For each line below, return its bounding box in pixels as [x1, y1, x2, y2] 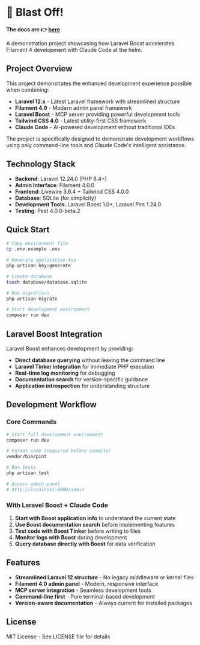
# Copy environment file [6, 241, 68, 247]
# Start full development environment [6, 431, 103, 437]
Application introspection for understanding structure [14, 382, 150, 389]
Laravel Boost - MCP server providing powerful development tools [14, 110, 180, 118]
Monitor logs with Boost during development [14, 533, 127, 541]
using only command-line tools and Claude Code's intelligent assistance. [6, 141, 187, 148]
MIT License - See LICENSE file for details [6, 633, 111, 640]
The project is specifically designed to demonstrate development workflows [6, 135, 195, 142]
